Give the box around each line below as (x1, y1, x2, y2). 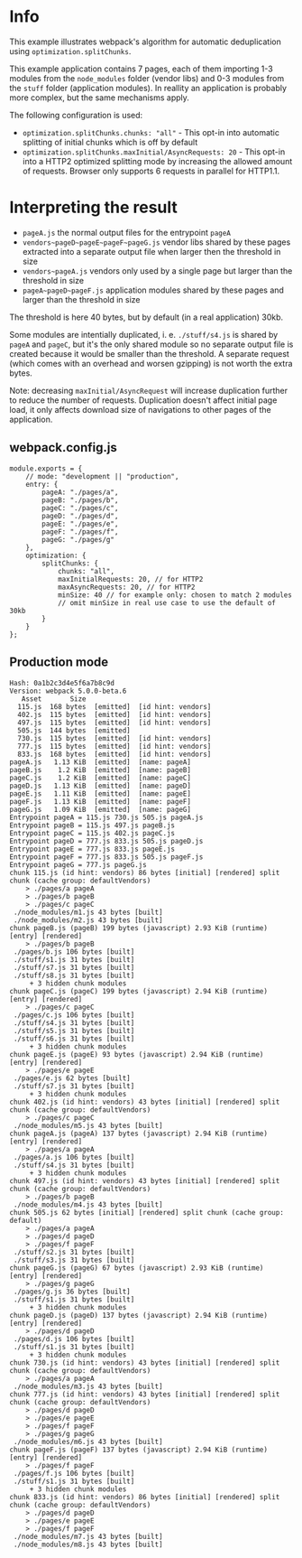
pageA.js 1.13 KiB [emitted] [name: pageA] (9, 757, 192, 767)
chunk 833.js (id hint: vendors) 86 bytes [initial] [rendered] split (9, 1492, 280, 1501)
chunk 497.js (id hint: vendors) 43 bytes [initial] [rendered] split (9, 1176, 280, 1185)
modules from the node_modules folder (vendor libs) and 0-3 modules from (9, 72, 285, 83)
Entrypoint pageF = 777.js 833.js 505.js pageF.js (9, 852, 204, 862)
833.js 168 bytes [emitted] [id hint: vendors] (17, 750, 212, 759)
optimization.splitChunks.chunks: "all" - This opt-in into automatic (22, 126, 280, 137)
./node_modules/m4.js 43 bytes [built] (13, 1199, 164, 1209)
